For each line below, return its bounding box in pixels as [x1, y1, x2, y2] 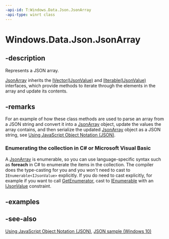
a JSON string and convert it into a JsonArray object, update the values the [5, 121, 161, 127]
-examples [5, 198, 40, 206]
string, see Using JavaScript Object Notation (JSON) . [5, 132, 116, 138]
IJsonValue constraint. [5, 183, 51, 189]
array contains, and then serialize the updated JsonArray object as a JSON [5, 127, 161, 133]
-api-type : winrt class [5, 12, 55, 17]
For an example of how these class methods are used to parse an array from [5, 116, 164, 122]
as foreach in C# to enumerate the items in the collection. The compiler [5, 161, 154, 167]
